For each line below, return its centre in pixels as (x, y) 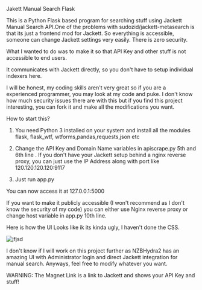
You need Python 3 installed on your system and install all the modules (103, 130)
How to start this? (28, 118)
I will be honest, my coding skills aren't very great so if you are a (86, 88)
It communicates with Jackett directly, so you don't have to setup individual (100, 69)
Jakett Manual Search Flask (41, 9)
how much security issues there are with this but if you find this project (94, 100)
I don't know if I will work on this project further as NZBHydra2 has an (93, 251)
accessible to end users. (37, 58)
